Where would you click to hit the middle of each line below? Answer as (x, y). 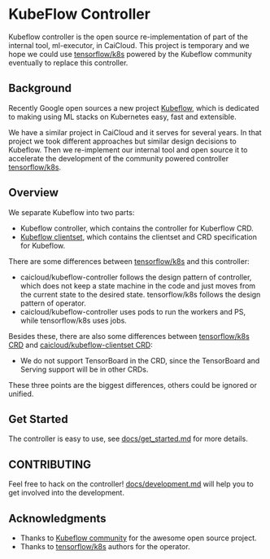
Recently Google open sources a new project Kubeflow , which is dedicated (134, 108)
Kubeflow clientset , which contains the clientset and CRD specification (139, 236)
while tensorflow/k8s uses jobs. (74, 320)
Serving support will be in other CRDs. (84, 369)
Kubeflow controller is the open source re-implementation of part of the (128, 37)
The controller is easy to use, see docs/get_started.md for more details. (128, 439)
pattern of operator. (53, 303)
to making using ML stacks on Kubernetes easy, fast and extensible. (123, 117)
